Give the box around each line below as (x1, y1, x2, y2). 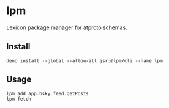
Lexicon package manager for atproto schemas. (6, 24, 127, 31)
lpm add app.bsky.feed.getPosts (6, 90, 89, 96)
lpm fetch (6, 96, 32, 102)
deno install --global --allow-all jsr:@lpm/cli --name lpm (6, 57, 163, 64)
